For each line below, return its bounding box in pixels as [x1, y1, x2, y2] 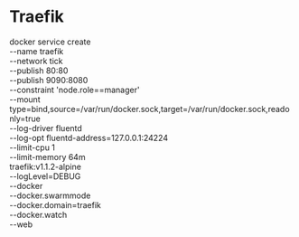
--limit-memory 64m [9, 151, 86, 162]
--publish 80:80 [9, 65, 69, 76]
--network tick [9, 55, 63, 66]
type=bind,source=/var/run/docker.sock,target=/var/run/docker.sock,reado [9, 103, 291, 114]
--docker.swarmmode [9, 190, 91, 201]
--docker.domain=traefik [9, 199, 101, 210]
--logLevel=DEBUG [9, 170, 81, 182]
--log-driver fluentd [9, 122, 83, 133]
